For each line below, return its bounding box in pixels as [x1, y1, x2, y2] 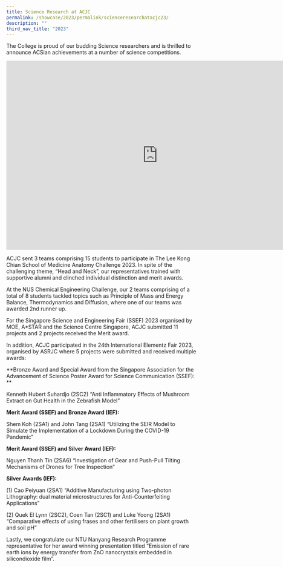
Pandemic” [6, 433, 34, 441]
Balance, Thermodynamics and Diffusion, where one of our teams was [6, 299, 182, 306]
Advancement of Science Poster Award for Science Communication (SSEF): [6, 373, 195, 380]
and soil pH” [6, 524, 37, 531]
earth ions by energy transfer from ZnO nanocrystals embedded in [6, 549, 172, 556]
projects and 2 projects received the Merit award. [6, 330, 129, 337]
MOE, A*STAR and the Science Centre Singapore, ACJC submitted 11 [6, 323, 178, 330]
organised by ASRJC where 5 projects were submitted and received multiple [6, 348, 197, 355]
